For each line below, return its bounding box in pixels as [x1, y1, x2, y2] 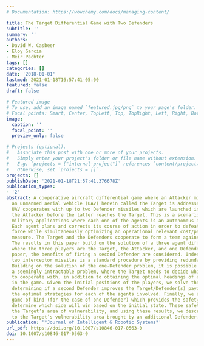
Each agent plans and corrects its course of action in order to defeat [12, 223, 200, 229]
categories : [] [6, 65, 45, 71]
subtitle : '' [6, 26, 39, 32]
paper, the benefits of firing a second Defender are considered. [12, 251, 183, 258]
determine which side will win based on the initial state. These [12, 302, 183, 308]
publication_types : [6, 183, 56, 189]
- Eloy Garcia [6, 48, 42, 55]
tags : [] [6, 59, 29, 66]
